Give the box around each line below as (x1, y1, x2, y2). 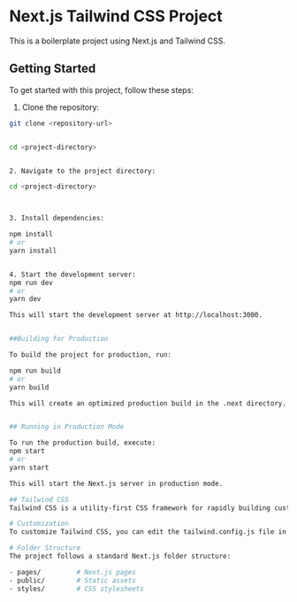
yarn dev (9, 295, 42, 304)
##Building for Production (9, 335, 109, 343)
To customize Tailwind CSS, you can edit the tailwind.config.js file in (9, 528, 287, 536)
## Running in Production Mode (9, 422, 125, 431)
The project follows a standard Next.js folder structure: (9, 552, 232, 560)
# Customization (9, 520, 69, 529)
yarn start (9, 463, 49, 472)
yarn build (9, 382, 49, 391)
